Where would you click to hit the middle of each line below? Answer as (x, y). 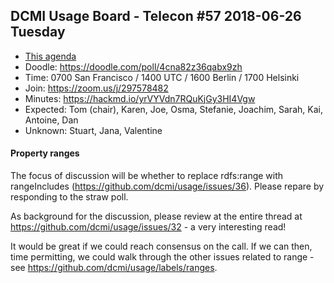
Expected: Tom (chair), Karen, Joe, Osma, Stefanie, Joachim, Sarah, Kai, (173, 109)
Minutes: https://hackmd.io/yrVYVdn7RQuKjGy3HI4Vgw (140, 98)
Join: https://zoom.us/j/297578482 (96, 88)
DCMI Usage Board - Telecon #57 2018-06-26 (156, 16)
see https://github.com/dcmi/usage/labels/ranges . (114, 268)
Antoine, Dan (51, 120)
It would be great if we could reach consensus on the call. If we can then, (161, 246)
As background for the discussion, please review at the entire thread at (156, 216)
